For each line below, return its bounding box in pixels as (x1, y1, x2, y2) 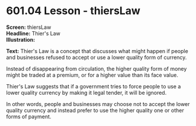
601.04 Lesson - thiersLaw (6, 4, 140, 18)
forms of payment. (6, 113, 52, 120)
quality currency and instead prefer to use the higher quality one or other (6, 107, 185, 114)
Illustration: (6, 36, 36, 43)
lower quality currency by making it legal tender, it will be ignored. (6, 89, 167, 96)
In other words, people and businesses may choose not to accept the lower (6, 100, 190, 107)
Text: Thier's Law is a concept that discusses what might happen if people (6, 47, 188, 54)
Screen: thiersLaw (6, 24, 52, 31)
